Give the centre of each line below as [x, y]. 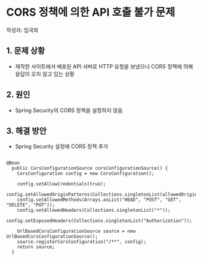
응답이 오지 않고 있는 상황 [45, 74]
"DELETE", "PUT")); [31, 205]
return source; [36, 247]
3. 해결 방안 [26, 130]
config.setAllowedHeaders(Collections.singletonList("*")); [94, 211]
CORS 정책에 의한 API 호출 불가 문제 [91, 12]
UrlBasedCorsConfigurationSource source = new [76, 232]
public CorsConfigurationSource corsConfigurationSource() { [90, 169]
